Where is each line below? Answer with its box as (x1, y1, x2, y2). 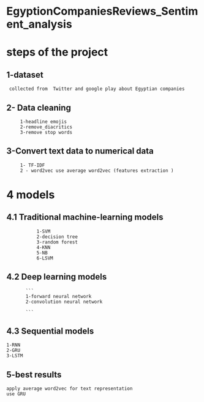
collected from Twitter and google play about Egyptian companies (9, 86, 185, 92)
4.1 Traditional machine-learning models (6, 212, 164, 223)
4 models (6, 188, 55, 201)
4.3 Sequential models (6, 326, 94, 337)
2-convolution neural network (25, 299, 103, 305)
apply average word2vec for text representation (6, 385, 133, 392)
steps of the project (6, 45, 108, 59)
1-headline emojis (20, 119, 67, 125)
